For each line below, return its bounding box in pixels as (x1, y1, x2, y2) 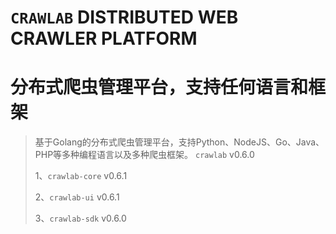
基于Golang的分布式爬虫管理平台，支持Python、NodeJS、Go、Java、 (34, 136, 325, 148)
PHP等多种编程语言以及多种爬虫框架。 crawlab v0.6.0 (34, 149, 255, 161)
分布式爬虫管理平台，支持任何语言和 (10, 76, 309, 99)
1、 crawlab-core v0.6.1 (34, 170, 128, 182)
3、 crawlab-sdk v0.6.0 (34, 212, 127, 225)
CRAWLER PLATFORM (10, 27, 198, 50)
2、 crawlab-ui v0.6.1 (34, 191, 120, 203)
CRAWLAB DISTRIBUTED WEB (10, 6, 239, 29)
